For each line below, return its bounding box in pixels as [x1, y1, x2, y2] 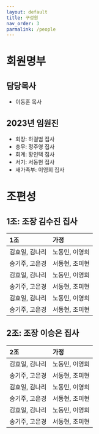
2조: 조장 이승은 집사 [6, 328, 79, 338]
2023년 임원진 [6, 118, 59, 128]
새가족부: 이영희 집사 [15, 166, 65, 174]
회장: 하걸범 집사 [15, 136, 55, 143]
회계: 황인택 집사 [15, 151, 55, 158]
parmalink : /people [6, 26, 56, 33]
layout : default [6, 9, 48, 15]
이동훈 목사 [15, 98, 42, 106]
